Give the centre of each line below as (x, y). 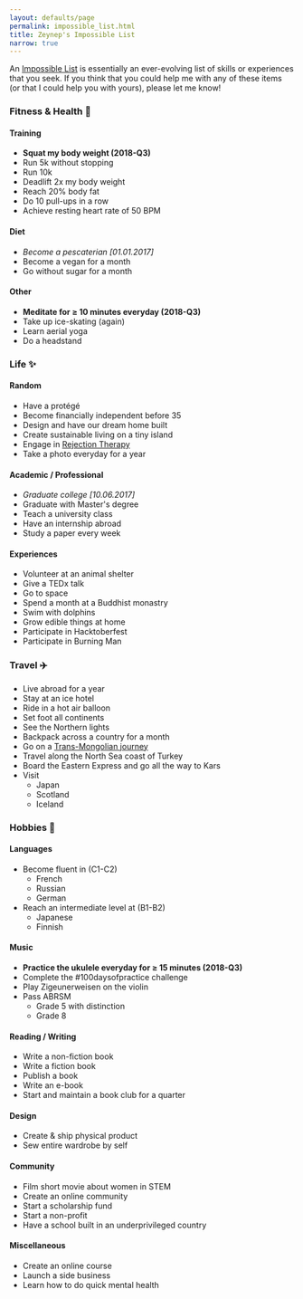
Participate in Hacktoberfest (75, 632)
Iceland (50, 804)
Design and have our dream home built (95, 425)
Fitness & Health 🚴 (51, 111)
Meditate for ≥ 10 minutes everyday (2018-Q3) (112, 311)
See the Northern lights (66, 727)
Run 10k (37, 172)
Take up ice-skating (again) (73, 321)
